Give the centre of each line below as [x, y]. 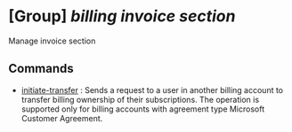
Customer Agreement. [62, 118]
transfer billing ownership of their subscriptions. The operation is [140, 99]
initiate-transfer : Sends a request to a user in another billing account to [152, 89]
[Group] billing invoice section [122, 16]
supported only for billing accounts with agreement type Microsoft [143, 109]
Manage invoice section [52, 41]
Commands [41, 69]
